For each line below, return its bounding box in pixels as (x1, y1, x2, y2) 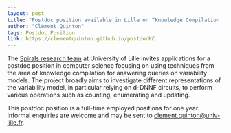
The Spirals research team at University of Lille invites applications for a (7, 54, 211, 62)
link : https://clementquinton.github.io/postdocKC (7, 36, 155, 43)
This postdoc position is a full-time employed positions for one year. (7, 104, 200, 112)
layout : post (7, 10, 45, 17)
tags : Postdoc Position (7, 29, 76, 36)
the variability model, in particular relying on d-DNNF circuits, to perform (7, 84, 213, 92)
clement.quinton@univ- (153, 111, 221, 120)
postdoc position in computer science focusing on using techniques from (7, 62, 214, 70)
